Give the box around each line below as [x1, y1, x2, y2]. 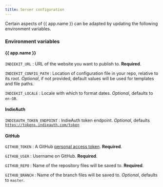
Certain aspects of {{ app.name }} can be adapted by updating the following [5, 21, 158, 26]
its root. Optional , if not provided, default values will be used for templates [5, 75, 154, 81]
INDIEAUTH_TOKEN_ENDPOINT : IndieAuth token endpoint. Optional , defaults [5, 117, 150, 123]
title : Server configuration [5, 7, 64, 12]
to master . [5, 177, 25, 183]
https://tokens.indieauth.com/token [5, 123, 80, 127]
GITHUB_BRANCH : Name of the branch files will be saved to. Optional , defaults [5, 172, 158, 178]
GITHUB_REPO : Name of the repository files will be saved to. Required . [5, 163, 144, 168]
